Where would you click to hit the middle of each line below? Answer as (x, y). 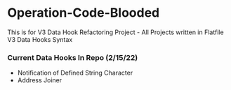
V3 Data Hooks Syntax (40, 39)
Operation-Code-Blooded (84, 13)
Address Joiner (39, 80)
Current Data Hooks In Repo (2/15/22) (73, 57)
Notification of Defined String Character (75, 73)
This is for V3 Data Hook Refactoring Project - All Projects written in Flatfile (115, 32)
